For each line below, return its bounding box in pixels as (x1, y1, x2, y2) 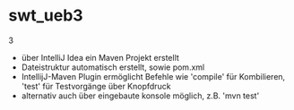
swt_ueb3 (8, 5, 83, 26)
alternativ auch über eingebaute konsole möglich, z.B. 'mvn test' (21, 90, 260, 101)
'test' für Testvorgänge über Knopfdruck (21, 80, 171, 91)
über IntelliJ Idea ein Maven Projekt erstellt (21, 52, 180, 63)
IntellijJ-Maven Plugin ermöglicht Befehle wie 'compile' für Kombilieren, (21, 71, 286, 81)
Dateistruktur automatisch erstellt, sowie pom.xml (21, 62, 205, 72)
